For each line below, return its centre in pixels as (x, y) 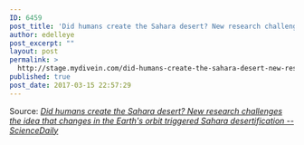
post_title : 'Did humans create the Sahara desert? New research (135, 26)
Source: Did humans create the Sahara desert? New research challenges (146, 111)
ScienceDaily (34, 130)
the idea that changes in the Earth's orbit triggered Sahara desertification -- (152, 121)
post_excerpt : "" (42, 43)
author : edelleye (42, 34)
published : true (40, 77)
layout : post (34, 52)
